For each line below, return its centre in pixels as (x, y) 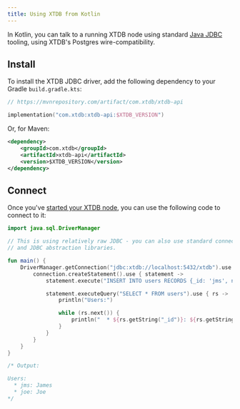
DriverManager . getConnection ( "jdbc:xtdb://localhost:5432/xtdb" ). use (126, 267)
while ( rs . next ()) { (89, 313)
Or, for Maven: (29, 128)
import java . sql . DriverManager (54, 228)
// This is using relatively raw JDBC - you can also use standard (110, 241)
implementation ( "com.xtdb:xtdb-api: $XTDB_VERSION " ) (86, 115)
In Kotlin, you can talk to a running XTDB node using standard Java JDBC (115, 34)
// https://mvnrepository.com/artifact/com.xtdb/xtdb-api (95, 102)
